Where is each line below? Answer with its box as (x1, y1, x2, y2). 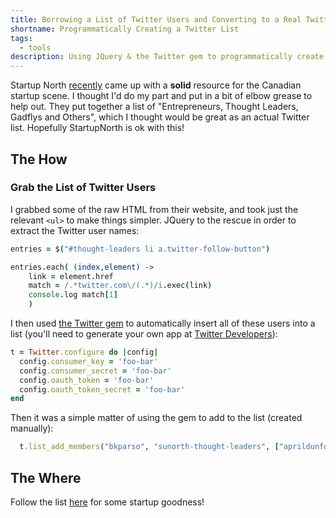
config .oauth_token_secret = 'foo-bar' (19, 384, 186, 395)
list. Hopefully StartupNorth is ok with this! (10, 122, 185, 134)
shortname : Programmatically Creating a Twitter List (10, 24, 240, 34)
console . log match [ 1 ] (28, 290, 118, 300)
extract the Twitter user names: (10, 224, 140, 236)
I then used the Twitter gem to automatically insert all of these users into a (10, 317, 316, 330)
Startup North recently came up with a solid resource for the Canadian (10, 79, 302, 91)
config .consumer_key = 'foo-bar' (19, 356, 159, 366)
